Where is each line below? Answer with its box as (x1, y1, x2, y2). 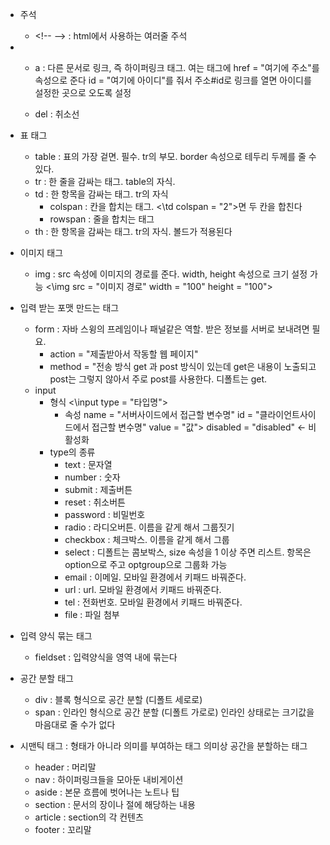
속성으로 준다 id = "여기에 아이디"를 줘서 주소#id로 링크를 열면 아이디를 (34, 74, 312, 86)
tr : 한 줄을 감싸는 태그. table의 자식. (34, 176, 176, 187)
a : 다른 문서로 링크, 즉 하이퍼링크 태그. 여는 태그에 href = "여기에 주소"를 (34, 62, 320, 73)
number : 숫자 (64, 471, 121, 483)
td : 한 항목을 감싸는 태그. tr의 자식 (34, 188, 169, 200)
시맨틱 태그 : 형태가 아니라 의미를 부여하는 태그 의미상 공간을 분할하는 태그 (19, 740, 308, 752)
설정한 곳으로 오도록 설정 (34, 87, 132, 98)
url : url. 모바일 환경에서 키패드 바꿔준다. (64, 584, 222, 595)
